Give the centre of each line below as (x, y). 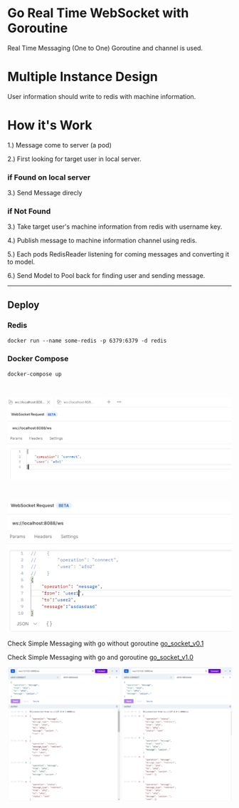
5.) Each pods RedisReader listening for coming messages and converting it (118, 254)
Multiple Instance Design (83, 77)
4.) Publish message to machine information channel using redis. (102, 241)
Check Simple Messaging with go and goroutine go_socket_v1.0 (101, 657)
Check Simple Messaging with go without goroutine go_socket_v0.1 (106, 643)
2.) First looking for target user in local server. (74, 159)
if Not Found (29, 212)
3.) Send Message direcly (45, 193)
